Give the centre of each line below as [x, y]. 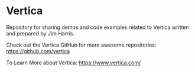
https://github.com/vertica [38, 51]
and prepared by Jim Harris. [40, 33]
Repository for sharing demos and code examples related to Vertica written [97, 27]
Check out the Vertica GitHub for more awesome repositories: [81, 45]
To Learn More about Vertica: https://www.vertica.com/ [74, 63]
